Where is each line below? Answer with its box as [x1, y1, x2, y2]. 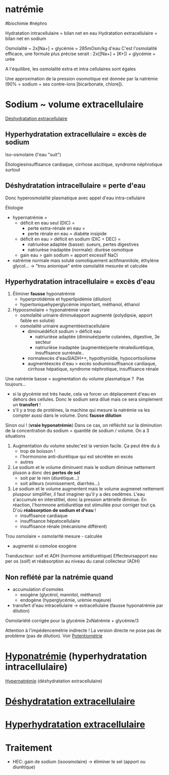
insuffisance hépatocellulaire [20, 518, 80, 524]
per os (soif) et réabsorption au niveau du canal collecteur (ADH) [5, 558, 140, 565]
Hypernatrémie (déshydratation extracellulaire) [5, 678, 102, 684]
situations [5, 433, 26, 439]
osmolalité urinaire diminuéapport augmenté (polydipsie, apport [20, 312, 153, 318]
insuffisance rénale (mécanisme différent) [20, 524, 107, 530]
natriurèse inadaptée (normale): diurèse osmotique [27, 246, 134, 252]
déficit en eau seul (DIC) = [20, 220, 75, 226]
